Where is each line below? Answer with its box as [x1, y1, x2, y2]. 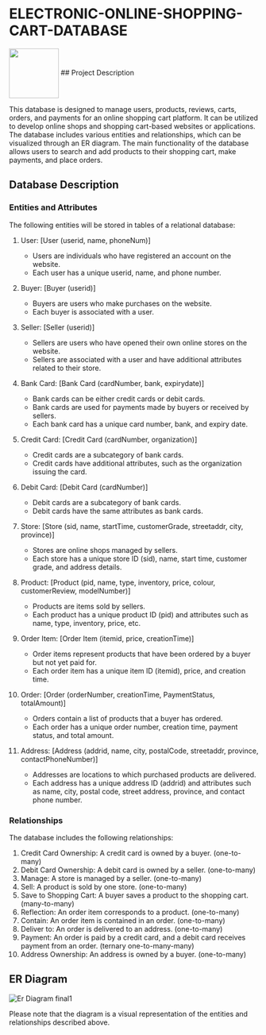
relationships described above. [9, 1018, 110, 1027]
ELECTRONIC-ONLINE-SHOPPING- [9, 5, 243, 23]
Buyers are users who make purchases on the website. [32, 299, 213, 308]
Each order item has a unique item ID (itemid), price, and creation [32, 666, 246, 675]
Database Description [9, 178, 119, 191]
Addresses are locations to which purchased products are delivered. [32, 770, 256, 779]
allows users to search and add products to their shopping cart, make [9, 146, 237, 156]
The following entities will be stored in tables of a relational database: [9, 220, 236, 230]
